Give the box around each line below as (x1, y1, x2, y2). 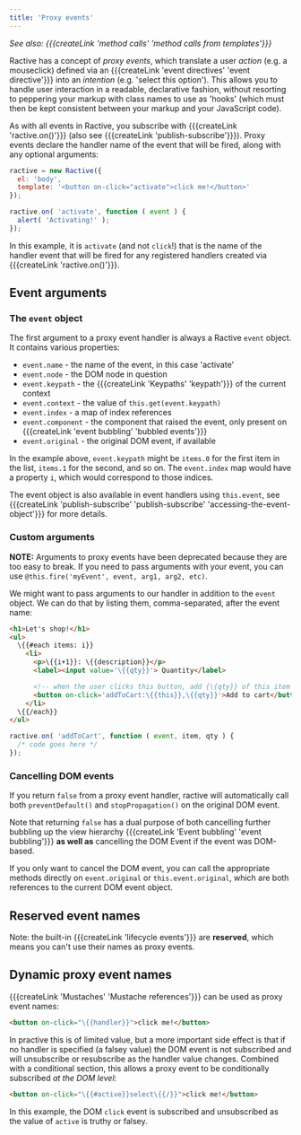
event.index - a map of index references (21, 407, 172, 418)
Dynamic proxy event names (9, 967, 173, 982)
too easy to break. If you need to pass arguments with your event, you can (9, 561, 284, 572)
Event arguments (9, 285, 107, 301)
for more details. (47, 509, 107, 519)
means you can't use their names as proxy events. (9, 941, 195, 952)
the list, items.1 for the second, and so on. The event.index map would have (9, 463, 292, 474)
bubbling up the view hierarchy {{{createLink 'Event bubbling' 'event (9, 826, 262, 837)
